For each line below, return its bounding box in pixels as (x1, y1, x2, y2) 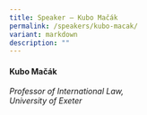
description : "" (9, 38, 70, 48)
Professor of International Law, (9, 86, 124, 97)
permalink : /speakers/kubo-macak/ (9, 22, 139, 31)
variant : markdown (9, 30, 78, 39)
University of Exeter (9, 95, 82, 106)
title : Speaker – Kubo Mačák (9, 13, 118, 22)
